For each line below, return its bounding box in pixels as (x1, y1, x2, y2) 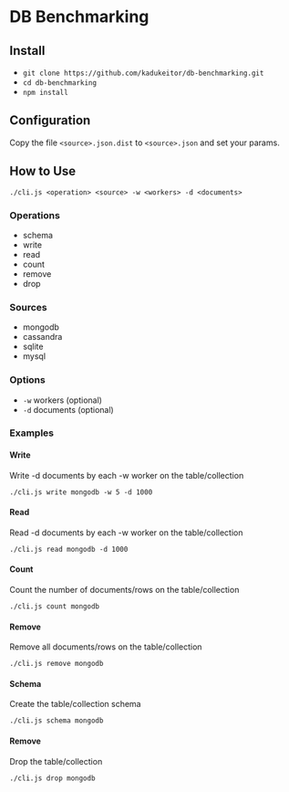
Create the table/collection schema (9, 699, 141, 710)
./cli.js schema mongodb (9, 716, 104, 725)
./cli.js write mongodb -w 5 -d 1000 (9, 487, 153, 497)
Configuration (9, 112, 91, 129)
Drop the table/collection (9, 755, 103, 766)
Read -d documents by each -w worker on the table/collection (9, 527, 243, 538)
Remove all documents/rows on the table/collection (9, 641, 202, 652)
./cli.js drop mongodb (9, 774, 96, 783)
